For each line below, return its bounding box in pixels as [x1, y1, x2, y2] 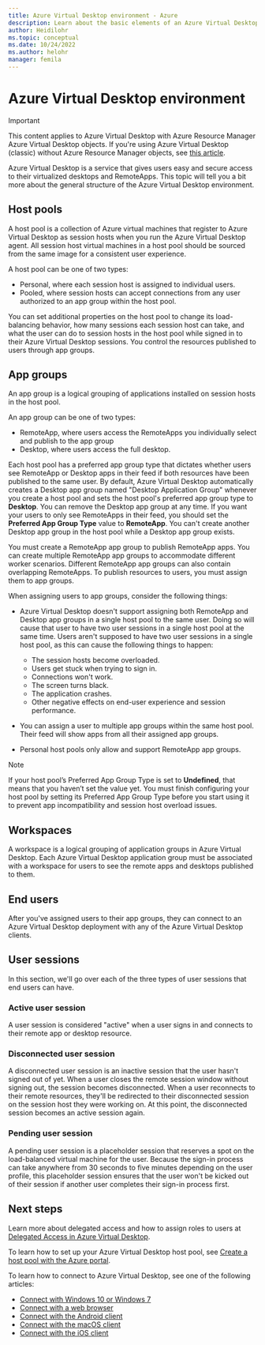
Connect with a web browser [19, 1302, 114, 1312]
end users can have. [8, 982, 75, 992]
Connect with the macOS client [19, 1320, 121, 1329]
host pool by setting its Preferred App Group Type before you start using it [8, 792, 250, 802]
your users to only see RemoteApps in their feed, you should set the [8, 510, 229, 520]
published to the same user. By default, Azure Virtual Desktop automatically [8, 477, 254, 487]
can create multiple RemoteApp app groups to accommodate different [8, 550, 236, 561]
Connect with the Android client [19, 1311, 123, 1321]
